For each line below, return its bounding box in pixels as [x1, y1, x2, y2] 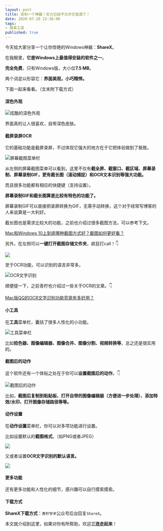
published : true [5, 30, 38, 35]
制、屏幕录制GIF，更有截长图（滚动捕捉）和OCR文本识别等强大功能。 [5, 172, 146, 178]
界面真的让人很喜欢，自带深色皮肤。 [5, 121, 79, 127]
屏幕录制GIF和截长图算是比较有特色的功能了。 [5, 193, 98, 199]
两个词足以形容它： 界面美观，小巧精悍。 [5, 76, 87, 81]
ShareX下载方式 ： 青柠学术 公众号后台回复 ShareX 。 [5, 510, 105, 516]
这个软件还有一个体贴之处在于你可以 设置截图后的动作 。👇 [5, 370, 121, 376]
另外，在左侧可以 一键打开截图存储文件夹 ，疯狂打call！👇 [5, 241, 119, 247]
